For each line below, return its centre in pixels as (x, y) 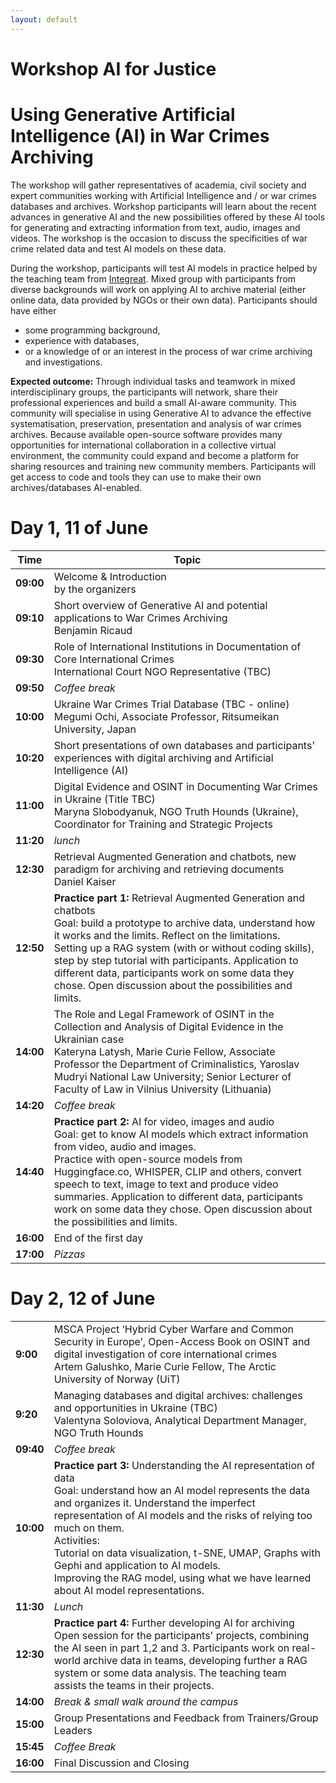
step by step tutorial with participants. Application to (176, 960)
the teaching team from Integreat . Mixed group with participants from (153, 278)
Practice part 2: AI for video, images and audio (164, 1121)
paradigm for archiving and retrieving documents (169, 869)
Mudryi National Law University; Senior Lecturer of (172, 1076)
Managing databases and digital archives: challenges (178, 1395)
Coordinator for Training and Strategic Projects (163, 824)
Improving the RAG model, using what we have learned (182, 1578)
